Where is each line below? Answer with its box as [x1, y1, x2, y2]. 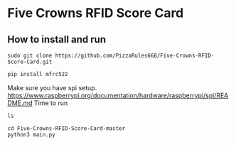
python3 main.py [7, 131, 55, 138]
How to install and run [7, 33, 107, 45]
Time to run [33, 98, 68, 107]
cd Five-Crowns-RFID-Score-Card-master [7, 124, 126, 132]
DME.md [7, 98, 33, 107]
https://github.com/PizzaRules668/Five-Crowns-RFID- [55, 52, 215, 59]
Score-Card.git [7, 58, 53, 65]
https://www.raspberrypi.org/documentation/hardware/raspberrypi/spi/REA [7, 91, 229, 100]
